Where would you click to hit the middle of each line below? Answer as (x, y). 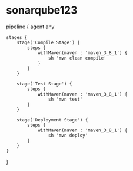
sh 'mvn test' (65, 99)
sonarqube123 (42, 10)
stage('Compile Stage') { (49, 42)
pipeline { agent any (30, 27)
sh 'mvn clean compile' (77, 58)
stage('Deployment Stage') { (52, 120)
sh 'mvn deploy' (68, 135)
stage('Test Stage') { (44, 84)
